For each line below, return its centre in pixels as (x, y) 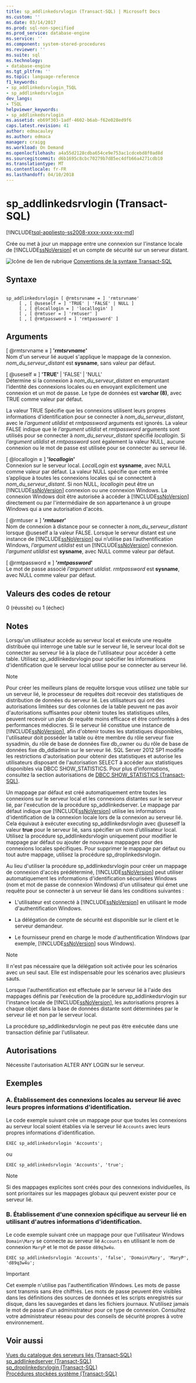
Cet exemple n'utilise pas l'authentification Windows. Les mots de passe (93, 1285)
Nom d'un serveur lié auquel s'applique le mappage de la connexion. (89, 357)
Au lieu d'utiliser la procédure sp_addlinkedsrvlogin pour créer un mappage (97, 866)
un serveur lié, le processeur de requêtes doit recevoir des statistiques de (95, 694)
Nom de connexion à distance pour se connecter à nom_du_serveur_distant (97, 527)
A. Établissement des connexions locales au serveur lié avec (94, 1100)
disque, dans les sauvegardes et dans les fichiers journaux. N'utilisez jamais (98, 1303)
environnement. (25, 1322)
